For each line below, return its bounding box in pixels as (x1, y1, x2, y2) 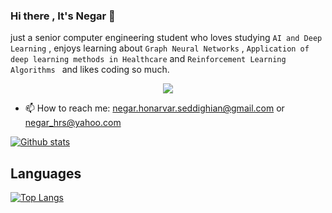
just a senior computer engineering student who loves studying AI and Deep (10, 32, 323, 44)
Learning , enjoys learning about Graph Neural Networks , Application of (10, 42, 310, 54)
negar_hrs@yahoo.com (24, 117, 122, 129)
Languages (10, 165, 82, 182)
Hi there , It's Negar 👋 (10, 9, 116, 23)
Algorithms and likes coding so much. (10, 64, 170, 76)
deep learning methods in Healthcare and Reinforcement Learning (10, 53, 287, 65)
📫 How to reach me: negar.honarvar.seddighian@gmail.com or (24, 102, 285, 114)
